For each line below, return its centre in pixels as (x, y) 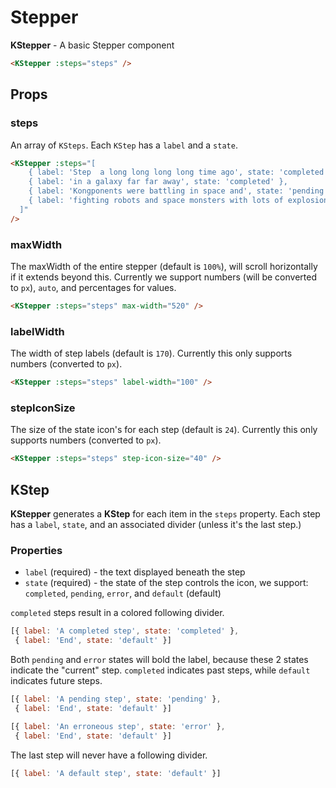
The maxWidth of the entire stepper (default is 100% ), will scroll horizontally (164, 266)
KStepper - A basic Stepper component (92, 45)
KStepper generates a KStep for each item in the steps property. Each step (165, 513)
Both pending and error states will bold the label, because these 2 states (159, 659)
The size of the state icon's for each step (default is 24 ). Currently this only (164, 430)
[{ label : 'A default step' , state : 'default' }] (116, 773)
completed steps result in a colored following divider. (117, 613)
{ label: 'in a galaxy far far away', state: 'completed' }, (158, 182)
